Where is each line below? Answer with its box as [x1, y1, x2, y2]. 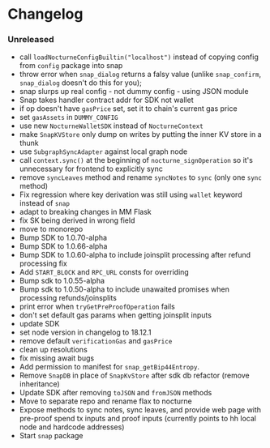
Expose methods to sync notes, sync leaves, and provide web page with [19, 405, 261, 415]
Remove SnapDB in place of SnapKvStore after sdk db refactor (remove [19, 370, 251, 381]
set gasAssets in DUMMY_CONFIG [19, 113, 118, 122]
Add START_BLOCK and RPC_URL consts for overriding [19, 267, 190, 277]
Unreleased [7, 34, 54, 45]
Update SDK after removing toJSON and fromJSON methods [19, 388, 212, 398]
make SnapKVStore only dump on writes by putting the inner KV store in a [19, 130, 262, 139]
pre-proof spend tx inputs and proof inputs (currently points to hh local [19, 414, 257, 424]
